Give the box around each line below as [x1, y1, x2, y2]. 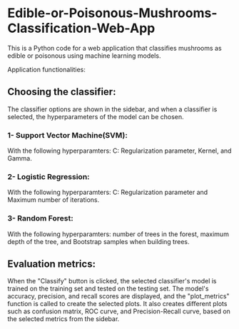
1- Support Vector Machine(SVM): [7, 130, 128, 140]
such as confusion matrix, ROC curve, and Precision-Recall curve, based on [7, 307, 230, 315]
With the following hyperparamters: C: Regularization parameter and [7, 188, 208, 197]
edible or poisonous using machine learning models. [7, 51, 161, 60]
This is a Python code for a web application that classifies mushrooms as [7, 44, 223, 52]
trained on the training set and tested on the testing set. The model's [7, 284, 209, 293]
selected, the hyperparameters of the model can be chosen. [7, 112, 184, 121]
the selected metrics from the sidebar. [7, 315, 120, 323]
